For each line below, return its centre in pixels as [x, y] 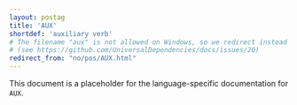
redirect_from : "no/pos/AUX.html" [73, 58]
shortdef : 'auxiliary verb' [61, 34]
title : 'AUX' [33, 26]
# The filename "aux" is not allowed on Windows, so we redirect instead [148, 42]
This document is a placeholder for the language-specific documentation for [149, 83]
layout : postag [37, 17]
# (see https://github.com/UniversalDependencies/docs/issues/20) [134, 50]
